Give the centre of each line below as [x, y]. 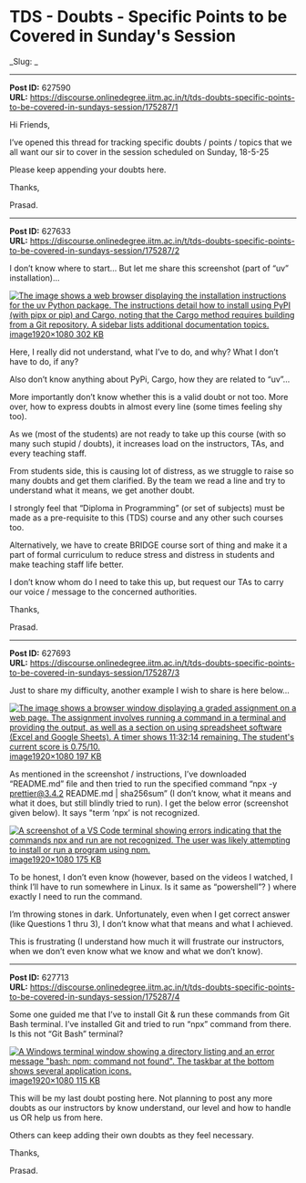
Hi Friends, [30, 124]
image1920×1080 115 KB [55, 1080]
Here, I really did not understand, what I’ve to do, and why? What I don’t [144, 352]
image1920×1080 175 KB [56, 859]
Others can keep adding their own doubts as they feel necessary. [132, 1135]
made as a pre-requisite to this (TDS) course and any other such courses [147, 518]
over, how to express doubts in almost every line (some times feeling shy [146, 406]
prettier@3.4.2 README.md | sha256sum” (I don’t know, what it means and [150, 793]
